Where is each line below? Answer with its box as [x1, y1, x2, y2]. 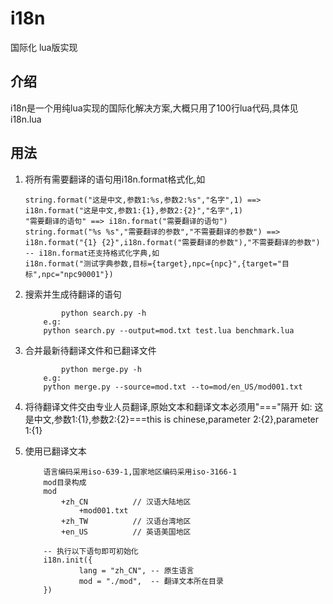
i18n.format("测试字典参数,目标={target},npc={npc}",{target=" [24, 258, 282, 269]
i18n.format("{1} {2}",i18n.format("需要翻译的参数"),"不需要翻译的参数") [24, 237, 321, 247]
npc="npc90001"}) [41, 269, 114, 279]
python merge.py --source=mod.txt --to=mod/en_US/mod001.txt [43, 382, 303, 392]
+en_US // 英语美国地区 [61, 527, 192, 537]
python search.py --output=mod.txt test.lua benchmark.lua [43, 325, 295, 336]
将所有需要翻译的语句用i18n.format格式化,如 [24, 173, 206, 185]
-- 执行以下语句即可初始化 [43, 546, 139, 556]
